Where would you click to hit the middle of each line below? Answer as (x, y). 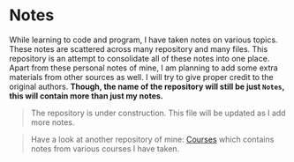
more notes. (53, 122)
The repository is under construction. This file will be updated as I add (158, 113)
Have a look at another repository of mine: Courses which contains (152, 139)
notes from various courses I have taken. (105, 148)
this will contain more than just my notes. (86, 96)
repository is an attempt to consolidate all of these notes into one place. (139, 58)
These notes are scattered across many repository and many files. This (139, 48)
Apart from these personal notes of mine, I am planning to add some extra (143, 68)
